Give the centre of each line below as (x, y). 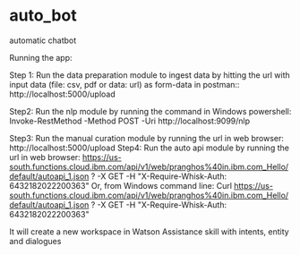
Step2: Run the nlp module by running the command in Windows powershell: (150, 111)
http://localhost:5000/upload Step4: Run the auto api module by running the (149, 148)
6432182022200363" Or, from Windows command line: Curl (121, 185)
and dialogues (35, 241)
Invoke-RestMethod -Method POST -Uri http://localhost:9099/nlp (130, 121)
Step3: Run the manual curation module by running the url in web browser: (147, 138)
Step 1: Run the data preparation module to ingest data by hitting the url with (150, 75)
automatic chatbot (43, 40)
